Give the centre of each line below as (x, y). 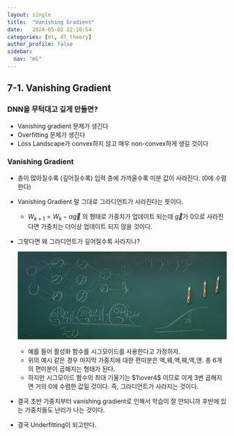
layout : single (29, 15)
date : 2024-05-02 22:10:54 (49, 29)
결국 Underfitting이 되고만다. (57, 424)
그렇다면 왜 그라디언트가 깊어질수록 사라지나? (79, 241)
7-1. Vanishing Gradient (59, 88)
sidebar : (20, 52)
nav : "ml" (28, 59)
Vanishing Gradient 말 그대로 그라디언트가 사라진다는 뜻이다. (100, 201)
